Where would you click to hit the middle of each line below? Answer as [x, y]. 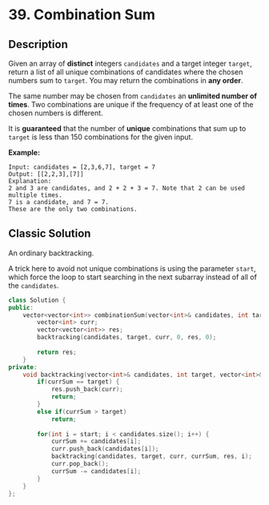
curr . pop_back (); [80, 464]
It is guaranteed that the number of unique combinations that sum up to [127, 128]
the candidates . [34, 285]
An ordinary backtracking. [51, 253]
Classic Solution [50, 234]
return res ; [57, 352]
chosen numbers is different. [56, 113]
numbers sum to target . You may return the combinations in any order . [126, 80]
